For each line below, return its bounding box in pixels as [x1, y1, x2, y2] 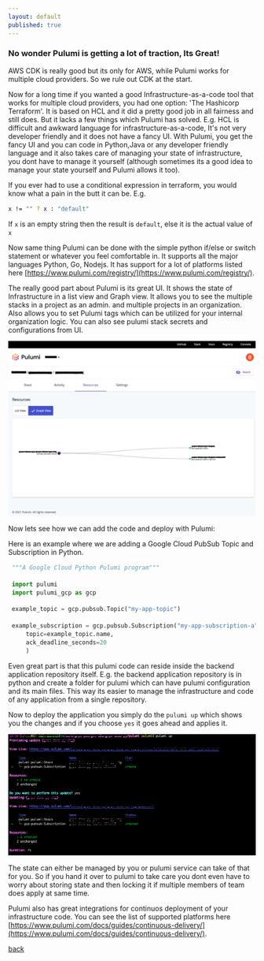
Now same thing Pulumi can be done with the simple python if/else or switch [8, 243, 256, 252]
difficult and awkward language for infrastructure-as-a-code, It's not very [8, 123, 247, 132]
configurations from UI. [8, 325, 84, 334]
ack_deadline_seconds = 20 [25, 639, 108, 646]
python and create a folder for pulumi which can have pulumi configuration [8, 678, 251, 687]
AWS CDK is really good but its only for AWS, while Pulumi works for [8, 65, 229, 75]
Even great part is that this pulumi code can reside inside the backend [8, 661, 234, 670]
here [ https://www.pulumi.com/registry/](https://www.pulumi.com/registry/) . [8, 268, 255, 277]
